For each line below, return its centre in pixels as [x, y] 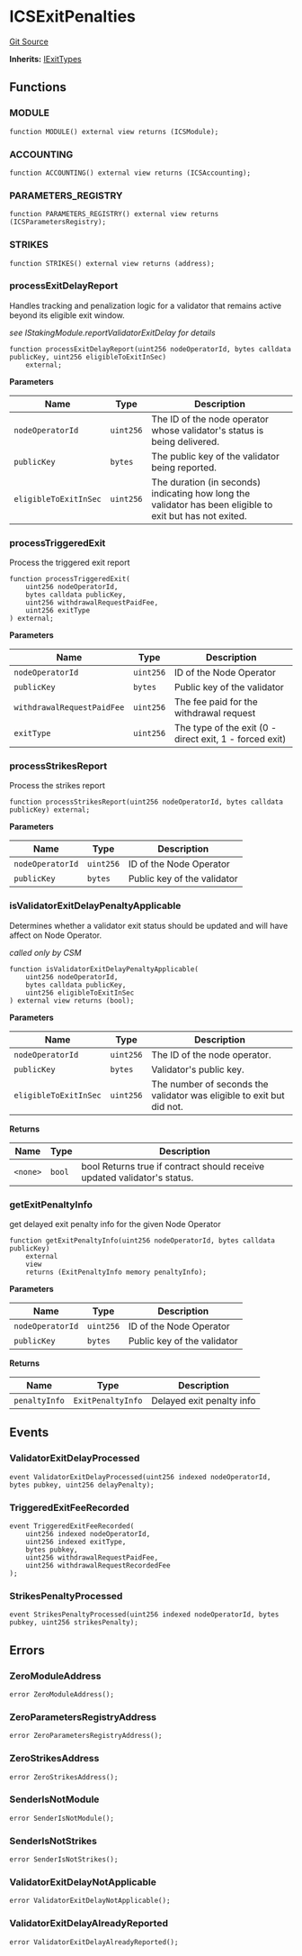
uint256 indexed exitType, [76, 1542]
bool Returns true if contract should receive [173, 1166]
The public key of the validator [216, 456]
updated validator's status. [138, 1178]
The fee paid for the [216, 702]
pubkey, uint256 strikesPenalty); [74, 1623]
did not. [168, 1106]
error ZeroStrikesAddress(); [64, 1777]
